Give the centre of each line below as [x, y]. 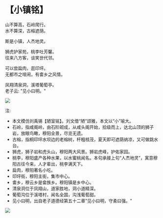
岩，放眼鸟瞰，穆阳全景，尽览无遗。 [49, 133]
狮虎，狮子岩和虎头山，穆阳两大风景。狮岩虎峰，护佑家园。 [72, 151]
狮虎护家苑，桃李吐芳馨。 [31, 52]
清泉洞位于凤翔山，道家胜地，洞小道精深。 [55, 188]
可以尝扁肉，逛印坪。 [26, 68]
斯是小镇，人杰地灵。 [26, 41]
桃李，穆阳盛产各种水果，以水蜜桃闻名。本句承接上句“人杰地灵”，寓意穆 [85, 158]
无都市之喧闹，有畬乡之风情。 [35, 74]
